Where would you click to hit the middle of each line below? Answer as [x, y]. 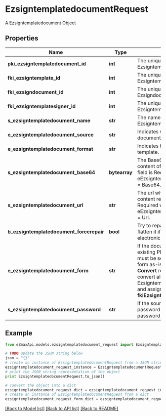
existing [146, 252]
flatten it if [149, 232]
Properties [22, 38]
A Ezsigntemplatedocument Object [41, 23]
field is [145, 172]
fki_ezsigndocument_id [36, 92]
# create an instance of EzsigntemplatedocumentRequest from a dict [77, 395]
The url [145, 193]
